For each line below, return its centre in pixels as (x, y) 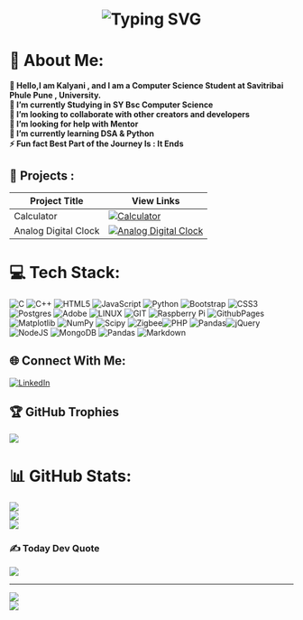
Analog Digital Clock (57, 230)
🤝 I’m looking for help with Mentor (74, 124)
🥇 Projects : (42, 176)
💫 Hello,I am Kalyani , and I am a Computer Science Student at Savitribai (147, 86)
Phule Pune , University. (55, 96)
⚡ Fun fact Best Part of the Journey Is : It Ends (96, 143)
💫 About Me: (57, 61)
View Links (156, 200)
